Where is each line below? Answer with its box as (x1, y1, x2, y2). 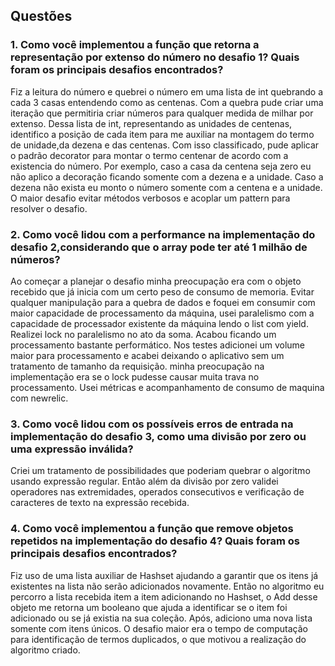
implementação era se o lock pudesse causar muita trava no (10, 370, 260, 383)
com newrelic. (10, 392, 69, 404)
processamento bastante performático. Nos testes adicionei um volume (10, 339, 306, 351)
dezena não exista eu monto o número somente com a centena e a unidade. (10, 181, 323, 193)
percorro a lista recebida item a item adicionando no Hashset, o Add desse (10, 590, 318, 603)
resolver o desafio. (10, 202, 88, 214)
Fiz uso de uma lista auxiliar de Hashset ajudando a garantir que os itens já (10, 569, 319, 581)
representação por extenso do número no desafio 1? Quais (10, 50, 300, 64)
